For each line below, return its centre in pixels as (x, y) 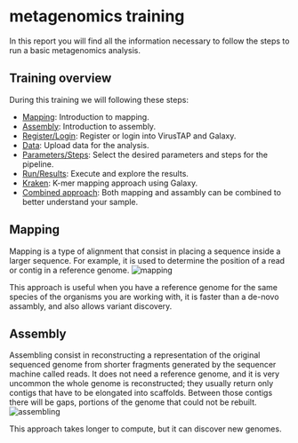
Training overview (60, 79)
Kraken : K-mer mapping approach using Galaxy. (110, 183)
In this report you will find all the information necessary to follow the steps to (149, 41)
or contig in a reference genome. (69, 270)
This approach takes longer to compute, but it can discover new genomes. (145, 429)
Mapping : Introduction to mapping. (85, 116)
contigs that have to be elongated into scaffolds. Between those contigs (141, 393)
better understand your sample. (80, 202)
